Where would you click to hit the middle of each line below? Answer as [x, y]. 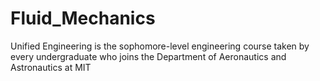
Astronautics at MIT [51, 67]
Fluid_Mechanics [83, 18]
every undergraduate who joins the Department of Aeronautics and [148, 56]
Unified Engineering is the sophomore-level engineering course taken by [160, 46]
